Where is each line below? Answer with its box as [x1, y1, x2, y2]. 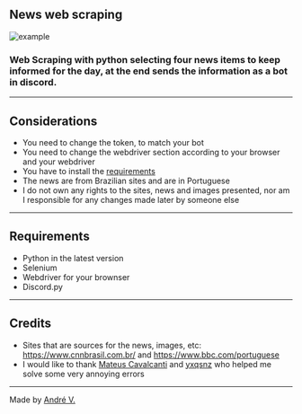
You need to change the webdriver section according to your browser [22, 146, 280, 157]
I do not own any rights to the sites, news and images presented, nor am [22, 184, 290, 196]
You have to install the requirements [22, 165, 155, 176]
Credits [9, 316, 52, 331]
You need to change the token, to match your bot [22, 137, 204, 147]
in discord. [9, 75, 58, 88]
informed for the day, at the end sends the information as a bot [9, 65, 288, 77]
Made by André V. [9, 394, 76, 405]
